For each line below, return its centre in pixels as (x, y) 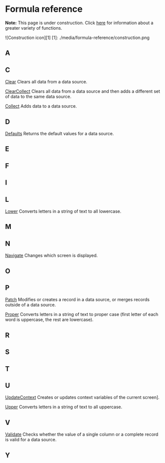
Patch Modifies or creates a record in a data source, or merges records (77, 300)
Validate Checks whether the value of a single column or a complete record (82, 434)
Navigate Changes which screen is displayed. (51, 256)
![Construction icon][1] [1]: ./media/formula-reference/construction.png (77, 38)
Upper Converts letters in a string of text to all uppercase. (64, 407)
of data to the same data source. (38, 97)
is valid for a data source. (31, 440)
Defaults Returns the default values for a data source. (60, 133)
